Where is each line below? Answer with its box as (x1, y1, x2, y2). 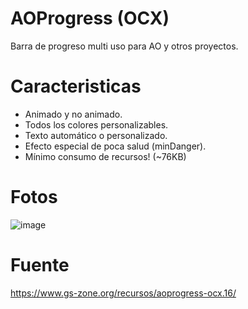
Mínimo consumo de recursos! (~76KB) (24, 150, 187, 162)
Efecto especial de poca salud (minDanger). (24, 140, 207, 152)
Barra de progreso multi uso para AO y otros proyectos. (10, 40, 239, 52)
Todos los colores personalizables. (24, 118, 169, 131)
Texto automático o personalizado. (24, 129, 168, 141)
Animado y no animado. (24, 108, 123, 120)
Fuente (10, 254, 70, 276)
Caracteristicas (10, 75, 142, 98)
